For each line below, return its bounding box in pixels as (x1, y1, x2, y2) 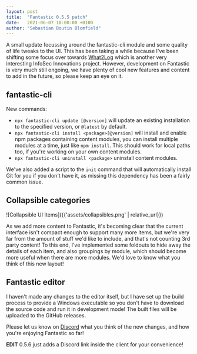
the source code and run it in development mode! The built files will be (6, 305, 177, 313)
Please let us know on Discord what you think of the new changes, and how (6, 323, 190, 330)
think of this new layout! (6, 260, 64, 267)
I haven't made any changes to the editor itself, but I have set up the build (6, 293, 184, 300)
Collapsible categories (6, 195, 91, 205)
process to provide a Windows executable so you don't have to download (6, 299, 184, 306)
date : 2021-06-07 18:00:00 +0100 (6, 19, 94, 25)
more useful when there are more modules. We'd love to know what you (6, 254, 181, 261)
